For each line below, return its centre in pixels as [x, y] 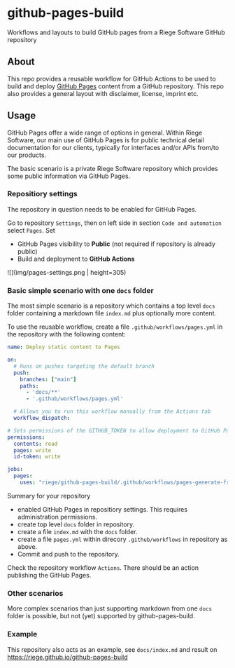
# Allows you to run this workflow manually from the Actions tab [112, 411]
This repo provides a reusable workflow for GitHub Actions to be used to [112, 79]
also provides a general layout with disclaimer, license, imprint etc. [103, 93]
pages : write [33, 450]
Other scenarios [35, 593]
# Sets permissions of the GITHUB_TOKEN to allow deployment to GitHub [114, 430]
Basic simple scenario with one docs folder [80, 290]
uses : [28, 483]
